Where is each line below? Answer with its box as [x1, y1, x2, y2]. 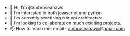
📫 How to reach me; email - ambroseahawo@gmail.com [9, 26, 125, 31]
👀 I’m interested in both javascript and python [9, 10, 102, 16]
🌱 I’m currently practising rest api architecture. [9, 15, 104, 20]
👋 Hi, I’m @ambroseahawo [9, 5, 64, 10]
